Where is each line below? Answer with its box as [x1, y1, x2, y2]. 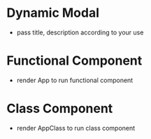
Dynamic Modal [6, 5, 99, 21]
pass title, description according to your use [16, 28, 144, 37]
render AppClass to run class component [16, 124, 136, 132]
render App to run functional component [16, 76, 134, 84]
